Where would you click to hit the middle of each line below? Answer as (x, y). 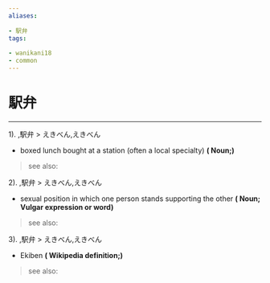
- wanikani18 (30, 53)
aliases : (23, 16)
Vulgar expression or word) (67, 207)
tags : (17, 38)
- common (23, 61)
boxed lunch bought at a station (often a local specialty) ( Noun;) (127, 150)
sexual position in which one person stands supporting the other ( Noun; (140, 199)
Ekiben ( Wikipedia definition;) (71, 255)
